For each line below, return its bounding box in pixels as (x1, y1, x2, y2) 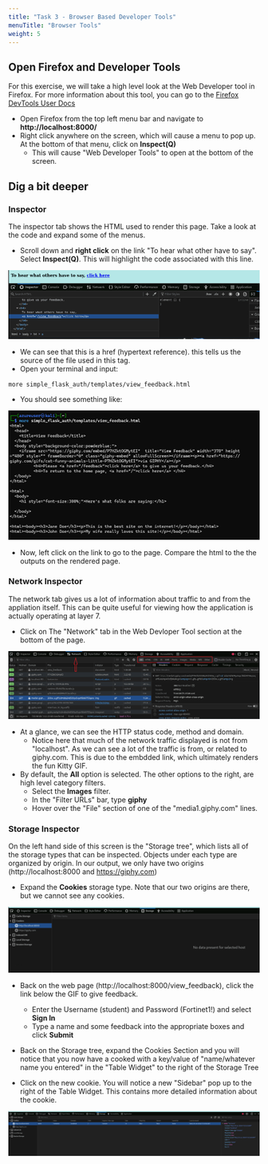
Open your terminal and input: (19, 364, 118, 374)
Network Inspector (8, 576, 83, 587)
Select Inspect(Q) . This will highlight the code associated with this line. (19, 254, 254, 264)
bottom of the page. (19, 635, 86, 645)
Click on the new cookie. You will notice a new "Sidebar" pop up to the (19, 1079, 253, 1088)
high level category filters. (19, 778, 106, 788)
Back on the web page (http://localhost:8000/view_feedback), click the (19, 981, 254, 991)
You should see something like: (19, 395, 123, 404)
